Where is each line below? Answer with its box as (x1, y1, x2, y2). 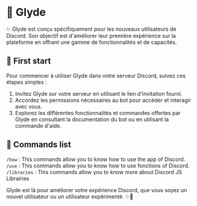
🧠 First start (6, 56, 51, 66)
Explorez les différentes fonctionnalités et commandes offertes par (14, 109, 181, 116)
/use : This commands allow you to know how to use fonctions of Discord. (6, 162, 190, 169)
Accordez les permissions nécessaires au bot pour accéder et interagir (14, 96, 192, 104)
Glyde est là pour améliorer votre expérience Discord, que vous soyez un (6, 186, 187, 193)
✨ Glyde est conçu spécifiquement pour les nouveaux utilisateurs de (6, 25, 177, 33)
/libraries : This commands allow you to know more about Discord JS (6, 168, 183, 175)
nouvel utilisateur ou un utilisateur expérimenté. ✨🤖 (6, 193, 134, 200)
